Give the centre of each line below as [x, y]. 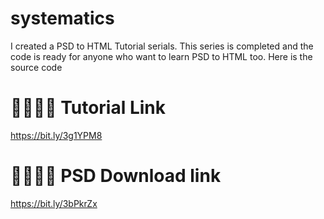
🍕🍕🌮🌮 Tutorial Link [88, 108]
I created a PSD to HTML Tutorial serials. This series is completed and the [162, 46]
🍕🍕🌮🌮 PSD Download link [116, 176]
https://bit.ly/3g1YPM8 [56, 135]
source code [36, 67]
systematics [62, 18]
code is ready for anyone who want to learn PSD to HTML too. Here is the [161, 56]
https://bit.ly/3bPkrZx [54, 203]
